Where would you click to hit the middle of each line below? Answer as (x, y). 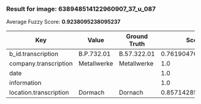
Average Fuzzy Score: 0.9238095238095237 (63, 22)
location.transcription (39, 93)
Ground (137, 36)
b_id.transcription (34, 54)
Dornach (131, 93)
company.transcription (41, 64)
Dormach (92, 93)
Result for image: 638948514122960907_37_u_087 (81, 9)
